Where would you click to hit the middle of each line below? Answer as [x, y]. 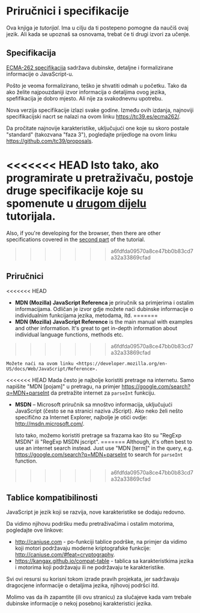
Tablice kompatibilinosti [52, 497]
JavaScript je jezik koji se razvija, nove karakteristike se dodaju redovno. [96, 512]
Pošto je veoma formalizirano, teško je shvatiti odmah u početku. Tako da [97, 85]
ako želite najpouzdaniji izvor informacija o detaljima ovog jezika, [86, 92]
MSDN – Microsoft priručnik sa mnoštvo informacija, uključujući [94, 404]
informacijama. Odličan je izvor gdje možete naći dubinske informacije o [104, 309]
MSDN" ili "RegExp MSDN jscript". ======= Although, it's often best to [103, 442]
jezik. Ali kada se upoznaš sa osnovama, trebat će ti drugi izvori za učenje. [98, 34]
